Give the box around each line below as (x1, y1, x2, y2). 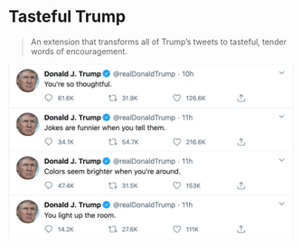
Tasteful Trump (8, 6, 127, 27)
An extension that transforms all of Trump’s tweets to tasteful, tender (30, 36, 287, 47)
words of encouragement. (30, 45, 128, 56)
